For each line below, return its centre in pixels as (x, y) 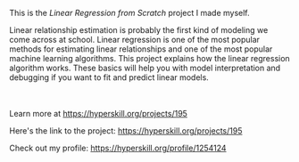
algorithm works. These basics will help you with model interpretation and (145, 68)
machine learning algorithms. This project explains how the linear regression (149, 58)
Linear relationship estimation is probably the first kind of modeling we (139, 30)
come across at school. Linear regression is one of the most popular (135, 40)
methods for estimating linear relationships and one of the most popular (141, 49)
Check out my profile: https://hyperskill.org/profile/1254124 (118, 148)
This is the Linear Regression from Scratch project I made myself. (129, 13)
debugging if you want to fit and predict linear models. (109, 77)
